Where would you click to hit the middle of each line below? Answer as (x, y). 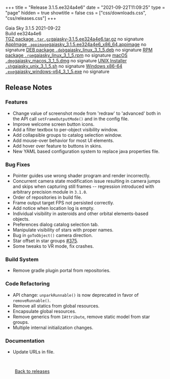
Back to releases (32, 371)
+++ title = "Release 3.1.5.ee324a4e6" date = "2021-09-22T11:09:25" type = (85, 7)
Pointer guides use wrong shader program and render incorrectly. (81, 175)
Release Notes (29, 88)
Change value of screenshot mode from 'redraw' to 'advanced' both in (87, 113)
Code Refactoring (27, 284)
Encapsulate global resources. (44, 311)
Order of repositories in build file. (47, 197)
